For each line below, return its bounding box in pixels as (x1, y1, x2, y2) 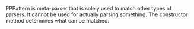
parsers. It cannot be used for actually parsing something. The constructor (5, 11, 188, 18)
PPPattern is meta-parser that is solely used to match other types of (5, 5, 172, 12)
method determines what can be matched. (5, 17, 110, 24)
